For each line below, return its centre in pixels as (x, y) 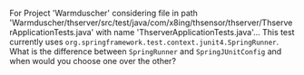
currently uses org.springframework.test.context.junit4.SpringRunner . (144, 42)
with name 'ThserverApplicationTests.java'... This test (195, 32)
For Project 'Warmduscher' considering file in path (103, 13)
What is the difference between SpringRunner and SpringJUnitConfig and (146, 52)
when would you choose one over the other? (93, 61)
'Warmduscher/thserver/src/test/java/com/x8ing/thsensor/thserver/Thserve (151, 23)
